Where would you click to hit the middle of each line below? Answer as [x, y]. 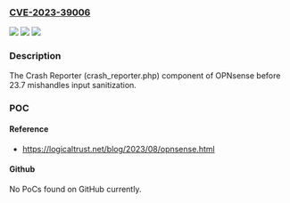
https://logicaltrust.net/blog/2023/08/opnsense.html [119, 149]
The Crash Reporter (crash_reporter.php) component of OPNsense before [145, 75]
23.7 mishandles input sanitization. [73, 85]
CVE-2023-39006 [50, 12]
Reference [29, 129]
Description [35, 56]
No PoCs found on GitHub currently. [75, 189]
